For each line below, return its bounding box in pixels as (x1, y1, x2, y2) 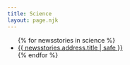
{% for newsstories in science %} (17, 36, 115, 44)
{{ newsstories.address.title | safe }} (17, 43, 124, 52)
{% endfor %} (17, 50, 59, 59)
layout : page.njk (7, 17, 59, 24)
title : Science (7, 10, 52, 17)
